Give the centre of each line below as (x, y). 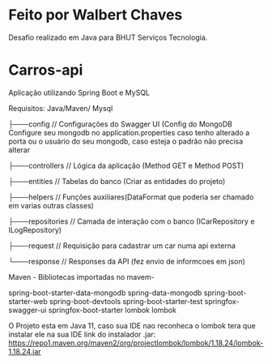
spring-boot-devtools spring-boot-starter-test (126, 301)
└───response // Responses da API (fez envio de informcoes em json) (127, 261)
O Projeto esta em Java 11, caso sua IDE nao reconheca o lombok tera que (132, 325)
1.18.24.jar (25, 351)
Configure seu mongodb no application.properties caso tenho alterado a (129, 132)
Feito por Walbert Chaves (96, 15)
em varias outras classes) (51, 205)
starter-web (28, 301)
